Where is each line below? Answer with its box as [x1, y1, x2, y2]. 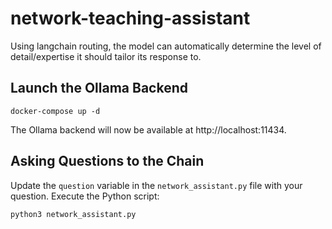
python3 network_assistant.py [10, 209, 137, 219]
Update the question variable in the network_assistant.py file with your [10, 179, 303, 191]
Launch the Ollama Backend [10, 80, 188, 97]
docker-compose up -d [10, 106, 101, 116]
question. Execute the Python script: [10, 190, 160, 202]
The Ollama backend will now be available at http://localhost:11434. [10, 123, 287, 136]
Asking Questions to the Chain [10, 153, 205, 170]
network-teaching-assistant [10, 7, 251, 30]
